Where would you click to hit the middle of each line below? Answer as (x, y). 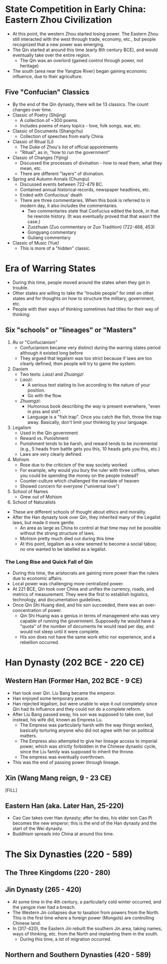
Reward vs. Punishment (44, 438)
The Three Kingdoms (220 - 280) (58, 873)
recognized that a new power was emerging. (58, 44)
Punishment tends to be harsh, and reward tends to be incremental (88, 443)
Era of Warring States (50, 268)
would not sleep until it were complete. (60, 631)
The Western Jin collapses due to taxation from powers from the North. (86, 912)
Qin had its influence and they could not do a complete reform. (77, 709)
